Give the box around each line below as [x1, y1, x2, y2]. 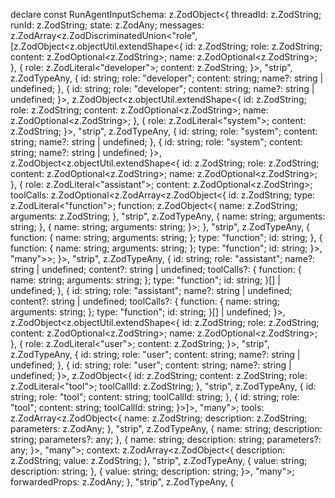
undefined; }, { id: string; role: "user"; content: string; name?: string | [10, 359, 292, 371]
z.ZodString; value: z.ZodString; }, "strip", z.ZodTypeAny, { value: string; [10, 455, 308, 466]
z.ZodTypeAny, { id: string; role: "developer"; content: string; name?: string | [10, 72, 324, 84]
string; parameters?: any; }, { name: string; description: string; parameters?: [10, 434, 322, 445]
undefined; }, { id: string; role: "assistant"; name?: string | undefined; [10, 285, 293, 296]
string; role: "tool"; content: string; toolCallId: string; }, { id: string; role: [10, 391, 300, 403]
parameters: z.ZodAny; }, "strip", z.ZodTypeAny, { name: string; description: [10, 423, 323, 434]
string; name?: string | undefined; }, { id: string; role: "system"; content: [10, 136, 304, 148]
